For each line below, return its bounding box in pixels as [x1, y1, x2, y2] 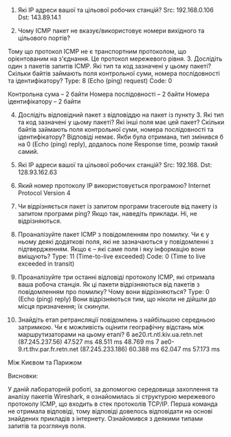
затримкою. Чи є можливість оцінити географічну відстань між [17, 323, 205, 331]
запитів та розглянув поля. [8, 422, 87, 430]
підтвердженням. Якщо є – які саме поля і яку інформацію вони [17, 245, 206, 253]
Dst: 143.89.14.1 [17, 13, 61, 21]
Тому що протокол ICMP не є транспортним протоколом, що [8, 48, 187, 55]
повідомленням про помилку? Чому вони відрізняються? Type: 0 [17, 288, 210, 295]
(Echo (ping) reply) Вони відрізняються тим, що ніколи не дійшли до [17, 295, 217, 303]
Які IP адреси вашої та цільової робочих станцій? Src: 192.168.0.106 [17, 6, 214, 14]
